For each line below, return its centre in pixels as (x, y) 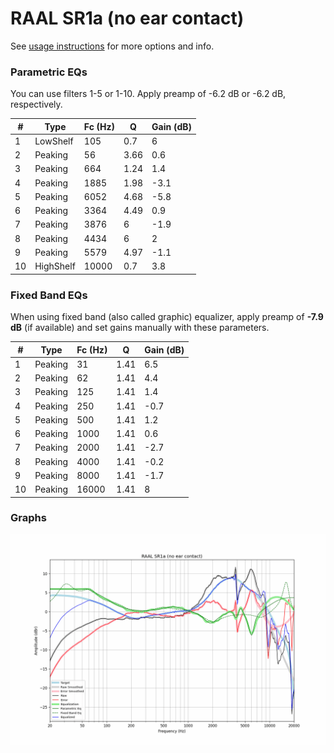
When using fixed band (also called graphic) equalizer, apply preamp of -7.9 (167, 317)
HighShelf (55, 266)
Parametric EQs (49, 72)
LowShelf (54, 141)
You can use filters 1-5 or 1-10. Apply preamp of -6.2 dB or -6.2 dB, (148, 94)
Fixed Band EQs (49, 295)
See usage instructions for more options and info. (112, 46)
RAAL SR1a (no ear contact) (127, 18)
